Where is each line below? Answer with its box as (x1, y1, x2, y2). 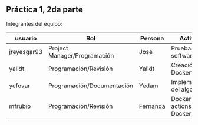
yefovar (9, 82, 31, 90)
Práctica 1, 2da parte (6, 5, 84, 15)
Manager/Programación (48, 51, 114, 59)
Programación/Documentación (48, 82, 134, 90)
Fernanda (138, 102, 166, 110)
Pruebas (170, 44, 194, 52)
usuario (14, 34, 37, 42)
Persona (140, 34, 164, 42)
